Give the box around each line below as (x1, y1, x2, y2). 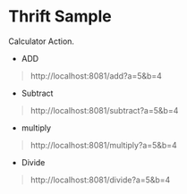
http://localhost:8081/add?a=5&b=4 (30, 70, 163, 81)
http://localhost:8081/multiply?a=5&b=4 (30, 139, 178, 150)
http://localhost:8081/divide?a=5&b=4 (30, 174, 171, 185)
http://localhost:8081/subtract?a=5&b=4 (30, 105, 179, 115)
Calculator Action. (8, 36, 75, 46)
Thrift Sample (8, 6, 113, 27)
